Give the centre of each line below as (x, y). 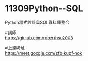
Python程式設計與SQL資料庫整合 (37, 22)
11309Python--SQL (44, 8)
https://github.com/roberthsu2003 (39, 38)
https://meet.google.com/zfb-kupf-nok (44, 53)
